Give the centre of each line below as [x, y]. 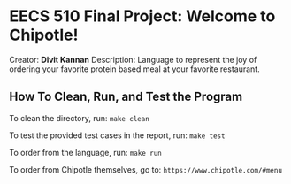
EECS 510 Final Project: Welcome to [142, 16]
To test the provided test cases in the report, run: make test [117, 135]
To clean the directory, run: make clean [80, 118]
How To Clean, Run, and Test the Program [126, 97]
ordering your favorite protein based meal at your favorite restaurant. [134, 69]
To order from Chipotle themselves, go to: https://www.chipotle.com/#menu [146, 169]
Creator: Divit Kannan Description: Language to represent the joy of [133, 59]
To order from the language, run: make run [85, 152]
